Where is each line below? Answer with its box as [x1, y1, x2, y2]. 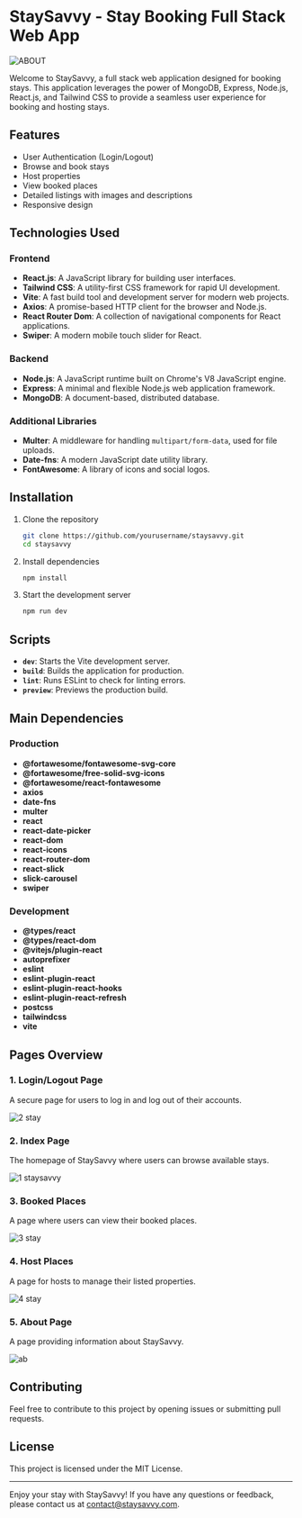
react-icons [22, 844, 67, 854]
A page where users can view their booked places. [9, 1215, 198, 1226]
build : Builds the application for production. [22, 665, 184, 676]
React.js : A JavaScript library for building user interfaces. [22, 273, 236, 284]
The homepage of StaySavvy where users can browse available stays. [9, 1155, 270, 1166]
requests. [9, 1413, 45, 1423]
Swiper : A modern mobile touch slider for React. [22, 330, 202, 341]
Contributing [9, 1379, 83, 1395]
